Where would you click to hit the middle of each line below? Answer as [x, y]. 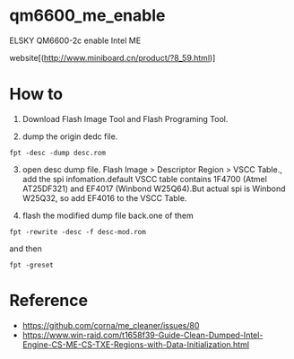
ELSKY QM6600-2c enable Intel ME [75, 40]
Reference [48, 301]
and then [26, 249]
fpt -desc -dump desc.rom [57, 153]
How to [36, 94]
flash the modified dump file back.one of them [108, 215]
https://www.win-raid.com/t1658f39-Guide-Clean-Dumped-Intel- [143, 335]
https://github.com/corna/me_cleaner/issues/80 [111, 325]
